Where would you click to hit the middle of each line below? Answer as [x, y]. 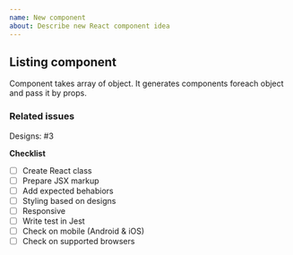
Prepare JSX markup [61, 181]
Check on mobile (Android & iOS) [83, 231]
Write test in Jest [53, 221]
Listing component [63, 62]
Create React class [57, 170]
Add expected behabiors [68, 191]
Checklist [28, 153]
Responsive [43, 210]
